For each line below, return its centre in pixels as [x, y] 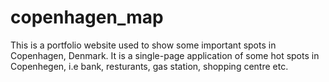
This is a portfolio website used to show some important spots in [143, 45]
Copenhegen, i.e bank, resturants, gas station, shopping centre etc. [149, 66]
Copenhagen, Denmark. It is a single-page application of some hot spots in [165, 55]
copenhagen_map [87, 17]
